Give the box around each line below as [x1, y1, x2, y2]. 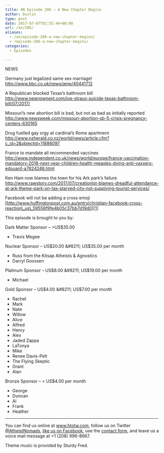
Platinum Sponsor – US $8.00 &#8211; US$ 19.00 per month [5, 267, 123, 273]
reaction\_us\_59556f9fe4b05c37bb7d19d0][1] [5, 205, 99, 211]
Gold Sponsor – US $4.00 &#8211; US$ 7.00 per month [5, 286, 113, 292]
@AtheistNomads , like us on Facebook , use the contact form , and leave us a [5, 428, 159, 433]
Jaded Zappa [12, 337, 39, 343]
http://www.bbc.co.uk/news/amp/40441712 [5, 80, 93, 86]
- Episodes [9, 48, 32, 53]
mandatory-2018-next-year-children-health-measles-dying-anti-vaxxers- [5, 160, 153, 166]
